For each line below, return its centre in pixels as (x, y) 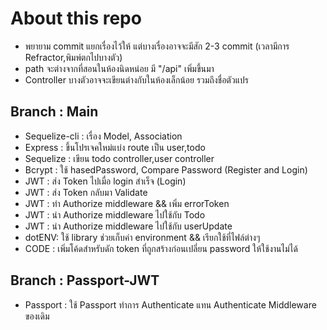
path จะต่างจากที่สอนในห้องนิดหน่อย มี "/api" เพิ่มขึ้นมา (119, 68)
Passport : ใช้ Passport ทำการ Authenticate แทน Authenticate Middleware (170, 304)
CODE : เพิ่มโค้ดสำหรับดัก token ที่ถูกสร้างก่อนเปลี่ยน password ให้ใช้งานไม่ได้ (161, 248)
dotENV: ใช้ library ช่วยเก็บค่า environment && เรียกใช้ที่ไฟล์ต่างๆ (142, 237)
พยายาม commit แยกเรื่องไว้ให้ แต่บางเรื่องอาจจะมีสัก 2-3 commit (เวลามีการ (157, 46)
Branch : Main (54, 112)
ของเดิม (37, 316)
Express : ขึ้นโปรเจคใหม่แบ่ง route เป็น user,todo (115, 147)
